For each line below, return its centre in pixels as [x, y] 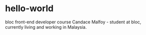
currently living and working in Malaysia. [46, 27]
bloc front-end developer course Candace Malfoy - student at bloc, [73, 22]
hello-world [29, 9]
